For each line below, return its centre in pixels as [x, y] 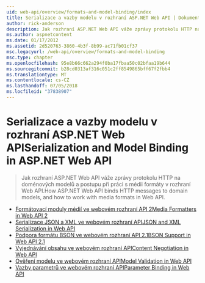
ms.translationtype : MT [37, 75]
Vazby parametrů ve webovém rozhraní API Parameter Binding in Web [102, 267]
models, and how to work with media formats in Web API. [93, 197]
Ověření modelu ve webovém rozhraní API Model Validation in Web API [103, 261]
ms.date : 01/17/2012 [33, 40]
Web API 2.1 [30, 241]
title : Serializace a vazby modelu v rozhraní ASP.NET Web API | [91, 18]
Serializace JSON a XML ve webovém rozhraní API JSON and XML [98, 222]
